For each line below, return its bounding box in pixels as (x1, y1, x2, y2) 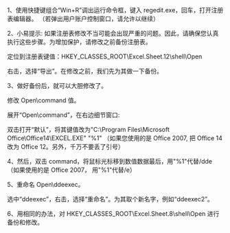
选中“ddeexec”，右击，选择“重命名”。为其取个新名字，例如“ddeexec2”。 (7, 195, 214, 203)
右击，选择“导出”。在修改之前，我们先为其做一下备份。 (7, 67, 163, 75)
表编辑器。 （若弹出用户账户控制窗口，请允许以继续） (7, 14, 159, 23)
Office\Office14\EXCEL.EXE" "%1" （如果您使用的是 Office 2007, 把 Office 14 (7, 134, 223, 142)
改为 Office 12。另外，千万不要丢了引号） (7, 143, 125, 151)
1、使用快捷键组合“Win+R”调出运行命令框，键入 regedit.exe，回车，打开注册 (7, 6, 224, 14)
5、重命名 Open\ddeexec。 (7, 181, 84, 188)
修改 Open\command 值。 (7, 96, 80, 104)
